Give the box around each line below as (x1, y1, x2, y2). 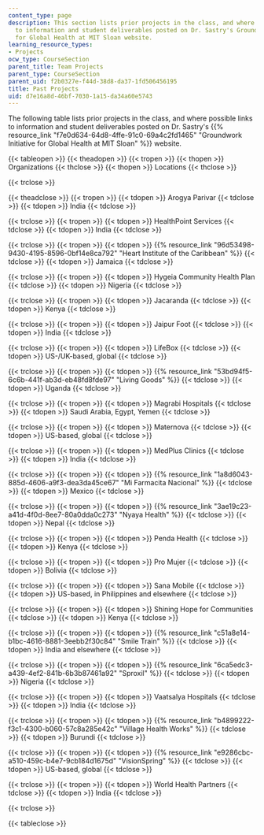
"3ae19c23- (213, 502, 252, 511)
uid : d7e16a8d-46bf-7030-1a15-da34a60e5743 (8, 92, 153, 100)
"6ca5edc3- (213, 660, 253, 670)
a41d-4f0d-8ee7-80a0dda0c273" (8, 510, 118, 520)
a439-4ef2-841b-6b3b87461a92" (8, 669, 118, 678)
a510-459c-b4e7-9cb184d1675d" (8, 756, 117, 766)
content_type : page (8, 11, 72, 20)
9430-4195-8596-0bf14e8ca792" (8, 249, 118, 258)
